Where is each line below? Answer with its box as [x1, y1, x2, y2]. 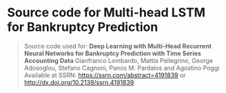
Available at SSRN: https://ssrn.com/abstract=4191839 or [23, 70, 186, 79]
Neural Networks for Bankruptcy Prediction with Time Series [23, 49, 202, 57]
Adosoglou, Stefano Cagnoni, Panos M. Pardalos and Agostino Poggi [23, 64, 220, 72]
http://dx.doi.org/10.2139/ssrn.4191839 [23, 78, 134, 86]
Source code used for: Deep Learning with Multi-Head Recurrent [23, 42, 212, 50]
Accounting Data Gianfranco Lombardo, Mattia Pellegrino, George [23, 56, 214, 64]
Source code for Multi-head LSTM [7, 5, 205, 21]
